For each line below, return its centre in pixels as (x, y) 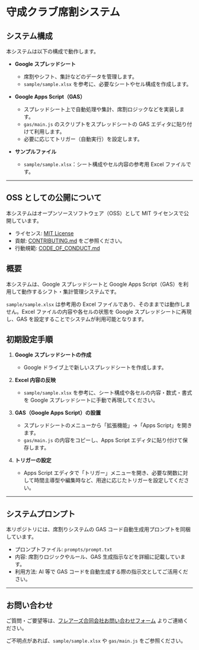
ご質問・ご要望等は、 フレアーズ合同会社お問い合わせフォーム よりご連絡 (95, 621)
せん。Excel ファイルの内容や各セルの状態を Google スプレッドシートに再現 (99, 311)
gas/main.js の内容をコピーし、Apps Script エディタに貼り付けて (103, 440)
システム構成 (30, 36)
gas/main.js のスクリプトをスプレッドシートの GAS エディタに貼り (105, 124)
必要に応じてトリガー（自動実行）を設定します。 (83, 139)
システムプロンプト (41, 514)
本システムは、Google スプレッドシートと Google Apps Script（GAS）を (95, 284)
